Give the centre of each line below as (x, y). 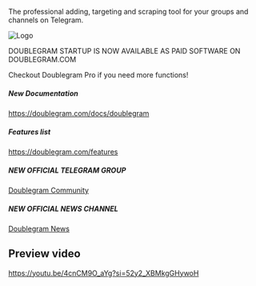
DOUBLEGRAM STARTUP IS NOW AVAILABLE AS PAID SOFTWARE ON (124, 51)
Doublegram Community (49, 190)
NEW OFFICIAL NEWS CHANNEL (63, 209)
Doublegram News (39, 228)
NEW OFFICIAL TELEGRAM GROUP (67, 170)
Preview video (45, 254)
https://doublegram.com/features (63, 152)
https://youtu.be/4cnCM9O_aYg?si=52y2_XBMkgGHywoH (104, 273)
